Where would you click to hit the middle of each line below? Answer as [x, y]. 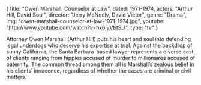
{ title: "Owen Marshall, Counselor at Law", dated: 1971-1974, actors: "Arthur [100, 9]
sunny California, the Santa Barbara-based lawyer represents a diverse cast [100, 52]
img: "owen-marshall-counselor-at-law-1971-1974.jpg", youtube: [85, 21]
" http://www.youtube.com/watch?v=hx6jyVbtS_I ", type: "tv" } [82, 27]
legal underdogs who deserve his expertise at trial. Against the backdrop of [99, 45]
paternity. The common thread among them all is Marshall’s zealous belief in [100, 64]
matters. [16, 77]
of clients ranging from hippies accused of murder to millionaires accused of [101, 58]
